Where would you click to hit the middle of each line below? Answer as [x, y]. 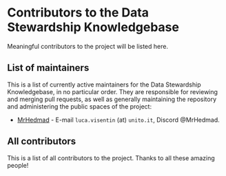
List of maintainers [48, 68]
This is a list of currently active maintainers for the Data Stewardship [104, 85]
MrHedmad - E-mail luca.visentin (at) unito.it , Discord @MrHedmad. [119, 120]
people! [18, 165]
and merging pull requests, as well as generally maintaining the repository [112, 99]
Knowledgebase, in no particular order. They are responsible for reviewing [113, 91]
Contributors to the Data [78, 13]
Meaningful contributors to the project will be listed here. [88, 46]
